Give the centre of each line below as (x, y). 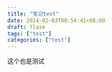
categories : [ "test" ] (39, 40)
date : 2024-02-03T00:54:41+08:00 (56, 20)
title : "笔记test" (33, 14)
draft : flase (26, 27)
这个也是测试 (26, 61)
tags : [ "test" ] (30, 34)
